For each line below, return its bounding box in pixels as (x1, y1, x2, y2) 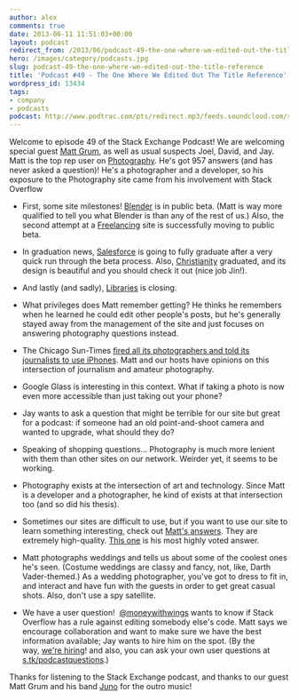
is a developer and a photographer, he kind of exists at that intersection (21, 489, 284, 500)
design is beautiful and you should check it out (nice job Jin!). (21, 266, 247, 276)
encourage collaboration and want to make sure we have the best (21, 626, 262, 637)
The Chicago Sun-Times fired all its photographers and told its (21, 346, 250, 356)
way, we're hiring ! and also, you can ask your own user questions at (21, 645, 271, 656)
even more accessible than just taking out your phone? (21, 391, 223, 402)
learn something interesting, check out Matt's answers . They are (21, 526, 259, 537)
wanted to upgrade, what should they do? (21, 427, 175, 438)
